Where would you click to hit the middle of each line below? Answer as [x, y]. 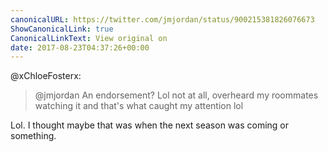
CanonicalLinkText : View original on [89, 38]
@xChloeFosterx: [46, 76]
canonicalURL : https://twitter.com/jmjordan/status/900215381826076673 [162, 19]
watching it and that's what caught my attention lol [139, 106]
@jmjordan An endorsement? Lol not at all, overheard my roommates [176, 95]
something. [33, 136]
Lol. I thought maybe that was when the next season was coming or [150, 125]
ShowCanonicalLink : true [62, 29]
